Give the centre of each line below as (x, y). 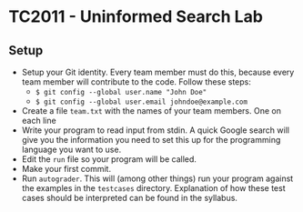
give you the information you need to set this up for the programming (151, 140)
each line (39, 121)
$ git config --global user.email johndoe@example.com (141, 102)
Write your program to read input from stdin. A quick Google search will (156, 130)
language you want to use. (71, 149)
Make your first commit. (66, 169)
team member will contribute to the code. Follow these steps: (136, 82)
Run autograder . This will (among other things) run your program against (157, 178)
